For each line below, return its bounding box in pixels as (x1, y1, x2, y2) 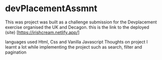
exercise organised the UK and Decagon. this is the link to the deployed (5, 24, 149, 30)
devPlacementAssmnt (5, 3, 97, 14)
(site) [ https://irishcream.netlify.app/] (5, 29, 80, 35)
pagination (5, 49, 27, 55)
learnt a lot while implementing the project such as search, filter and (5, 44, 142, 50)
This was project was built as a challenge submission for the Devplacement (5, 19, 157, 25)
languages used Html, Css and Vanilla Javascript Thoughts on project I (5, 39, 148, 44)
